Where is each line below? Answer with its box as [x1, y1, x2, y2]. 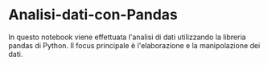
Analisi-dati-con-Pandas [8, 6, 179, 24]
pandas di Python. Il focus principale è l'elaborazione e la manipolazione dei [8, 40, 261, 50]
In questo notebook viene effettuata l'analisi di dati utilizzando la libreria [8, 32, 246, 42]
